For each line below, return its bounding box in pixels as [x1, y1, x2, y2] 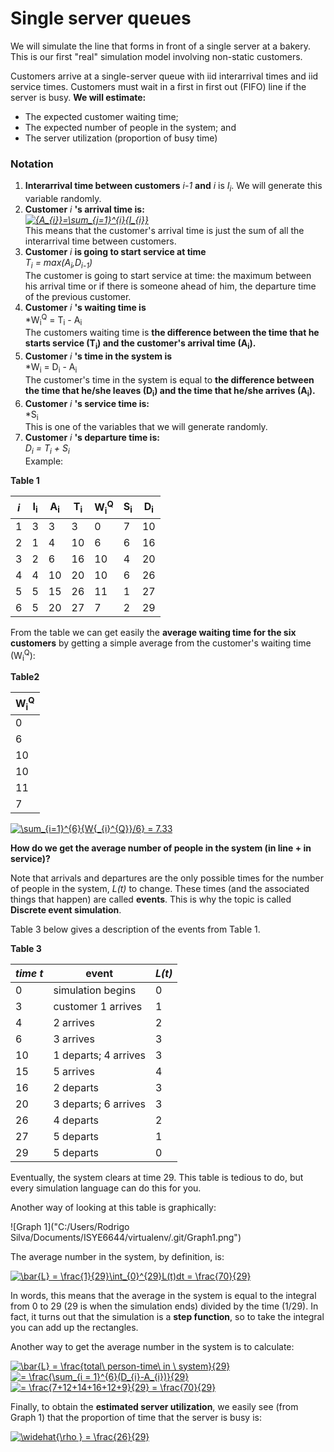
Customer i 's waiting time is [24, 301, 147, 313]
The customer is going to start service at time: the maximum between [24, 269, 312, 281]
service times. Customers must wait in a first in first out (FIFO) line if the [10, 80, 307, 92]
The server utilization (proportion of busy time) [24, 132, 218, 144]
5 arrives [53, 1064, 95, 1078]
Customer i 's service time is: [24, 397, 150, 409]
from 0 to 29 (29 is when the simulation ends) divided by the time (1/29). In [10, 1300, 319, 1312]
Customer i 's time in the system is [24, 350, 173, 362]
